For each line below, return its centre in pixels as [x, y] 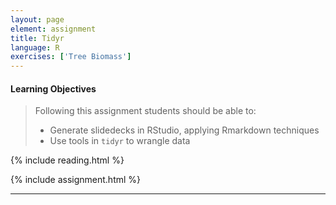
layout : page [37, 19]
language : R [35, 47]
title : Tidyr [37, 38]
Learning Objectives [53, 88]
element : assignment [53, 29]
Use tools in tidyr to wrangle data [120, 141]
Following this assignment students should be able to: [145, 111]
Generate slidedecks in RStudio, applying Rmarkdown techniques [184, 130]
